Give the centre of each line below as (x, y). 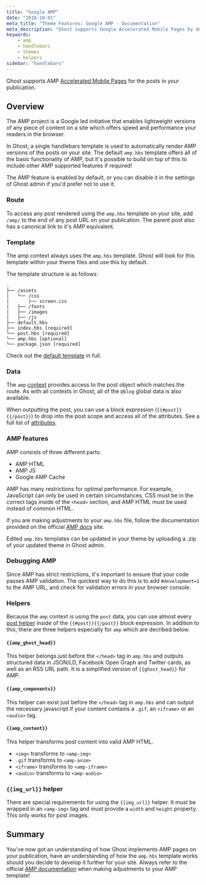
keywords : (19, 35)
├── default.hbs (27, 322)
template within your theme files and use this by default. (77, 262)
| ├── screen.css (37, 301)
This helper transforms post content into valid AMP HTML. (80, 742)
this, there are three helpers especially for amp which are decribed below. (98, 629)
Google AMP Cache (40, 477)
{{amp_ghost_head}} (31, 643)
